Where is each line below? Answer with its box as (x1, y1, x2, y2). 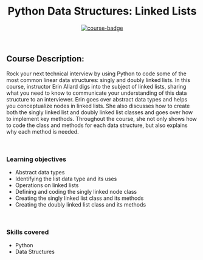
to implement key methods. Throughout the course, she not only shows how (6, 115, 198, 122)
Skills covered (6, 228, 49, 236)
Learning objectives (6, 155, 67, 163)
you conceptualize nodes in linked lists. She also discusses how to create (6, 102, 190, 109)
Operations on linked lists (15, 182, 79, 189)
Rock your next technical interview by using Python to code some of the (6, 70, 187, 77)
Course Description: (6, 53, 84, 64)
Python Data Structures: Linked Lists (7, 4, 197, 18)
